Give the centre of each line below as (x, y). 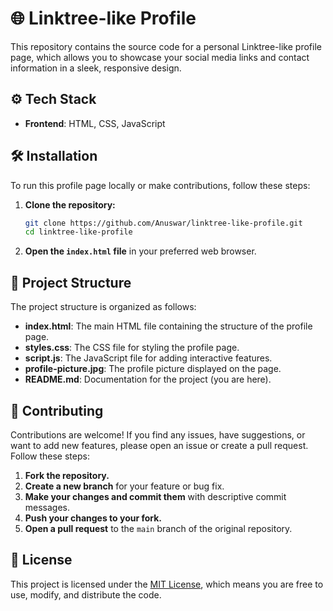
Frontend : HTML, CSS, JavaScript (95, 123)
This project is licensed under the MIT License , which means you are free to (167, 584)
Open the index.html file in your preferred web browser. (140, 251)
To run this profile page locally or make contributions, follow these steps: (160, 185)
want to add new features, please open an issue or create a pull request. (159, 445)
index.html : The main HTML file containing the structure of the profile (168, 326)
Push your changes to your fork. (93, 518)
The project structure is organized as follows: (103, 307)
